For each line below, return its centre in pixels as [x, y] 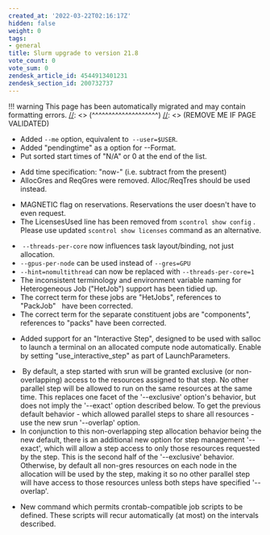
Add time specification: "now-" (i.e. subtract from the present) [123, 172]
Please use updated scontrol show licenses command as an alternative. [141, 230]
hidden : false [32, 23]
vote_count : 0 [32, 61]
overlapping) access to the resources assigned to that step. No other [134, 379]
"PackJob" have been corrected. [76, 305]
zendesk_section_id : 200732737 [61, 83]
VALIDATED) [29, 123]
